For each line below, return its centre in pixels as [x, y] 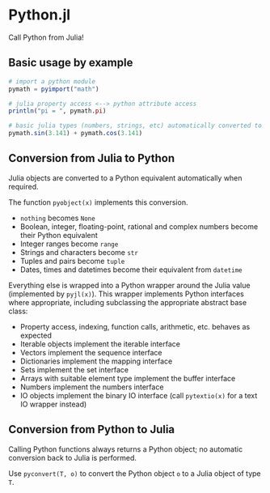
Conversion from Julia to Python [92, 158]
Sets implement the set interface [74, 369]
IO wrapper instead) [53, 404]
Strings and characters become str [79, 252]
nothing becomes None [57, 218]
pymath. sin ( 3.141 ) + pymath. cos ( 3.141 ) [76, 134]
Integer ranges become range [69, 244]
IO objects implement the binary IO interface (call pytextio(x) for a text [139, 395]
